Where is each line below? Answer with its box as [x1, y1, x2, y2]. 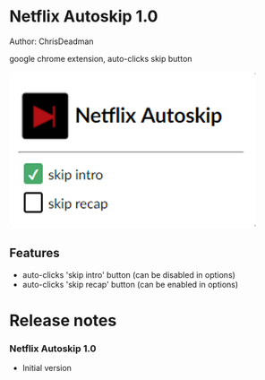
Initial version [21, 363, 72, 374]
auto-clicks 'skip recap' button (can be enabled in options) [21, 279, 239, 289]
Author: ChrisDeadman [9, 36, 94, 47]
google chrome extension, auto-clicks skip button [9, 53, 192, 64]
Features [9, 246, 60, 261]
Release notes [9, 310, 117, 331]
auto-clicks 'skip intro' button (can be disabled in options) [21, 269, 235, 280]
